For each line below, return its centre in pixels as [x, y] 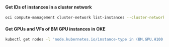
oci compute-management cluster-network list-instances [65, 17]
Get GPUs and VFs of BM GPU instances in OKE [55, 29]
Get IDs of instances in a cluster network [49, 7]
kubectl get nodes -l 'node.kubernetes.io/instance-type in [70, 39]
